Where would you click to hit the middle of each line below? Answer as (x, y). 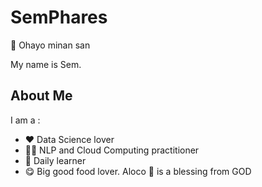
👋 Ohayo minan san (50, 45)
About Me (41, 96)
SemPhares (59, 17)
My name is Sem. (46, 64)
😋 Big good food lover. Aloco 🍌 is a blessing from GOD (138, 171)
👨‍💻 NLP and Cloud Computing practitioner (112, 150)
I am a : (25, 120)
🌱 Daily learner (55, 160)
